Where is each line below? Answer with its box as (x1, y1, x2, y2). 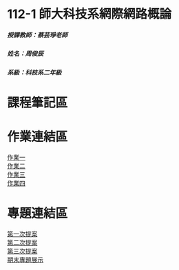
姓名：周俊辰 (7, 50, 43, 58)
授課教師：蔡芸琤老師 (7, 30, 67, 39)
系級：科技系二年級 (7, 68, 62, 76)
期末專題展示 (7, 256, 43, 264)
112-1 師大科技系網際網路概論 (7, 6, 172, 22)
